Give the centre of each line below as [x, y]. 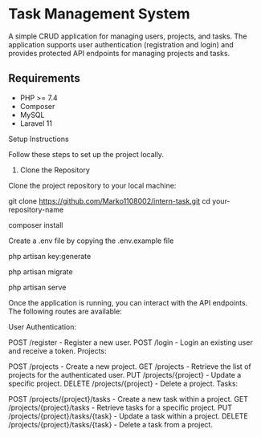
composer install [36, 225]
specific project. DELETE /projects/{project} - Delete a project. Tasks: [123, 383]
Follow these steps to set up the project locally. [86, 154]
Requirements [44, 78]
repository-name [36, 209]
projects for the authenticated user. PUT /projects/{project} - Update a [125, 374]
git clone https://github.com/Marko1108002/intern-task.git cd [110, 200]
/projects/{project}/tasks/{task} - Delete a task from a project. [110, 424]
